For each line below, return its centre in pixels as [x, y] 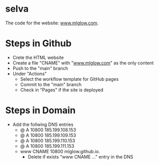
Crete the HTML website [38, 57]
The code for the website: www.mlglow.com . [52, 23]
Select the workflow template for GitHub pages [69, 79]
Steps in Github [39, 43]
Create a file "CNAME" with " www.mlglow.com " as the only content [83, 63]
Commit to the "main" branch [51, 84]
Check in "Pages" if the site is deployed [62, 90]
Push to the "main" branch [40, 68]
